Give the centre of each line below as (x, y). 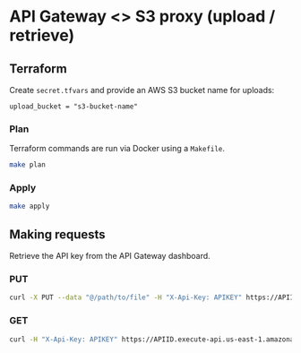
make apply (30, 207)
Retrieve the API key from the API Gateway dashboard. (110, 256)
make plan (28, 165)
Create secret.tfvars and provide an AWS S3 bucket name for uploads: (142, 90)
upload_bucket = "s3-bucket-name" (74, 107)
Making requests (57, 234)
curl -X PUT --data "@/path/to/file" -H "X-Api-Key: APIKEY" (126, 297)
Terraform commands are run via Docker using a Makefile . (117, 149)
